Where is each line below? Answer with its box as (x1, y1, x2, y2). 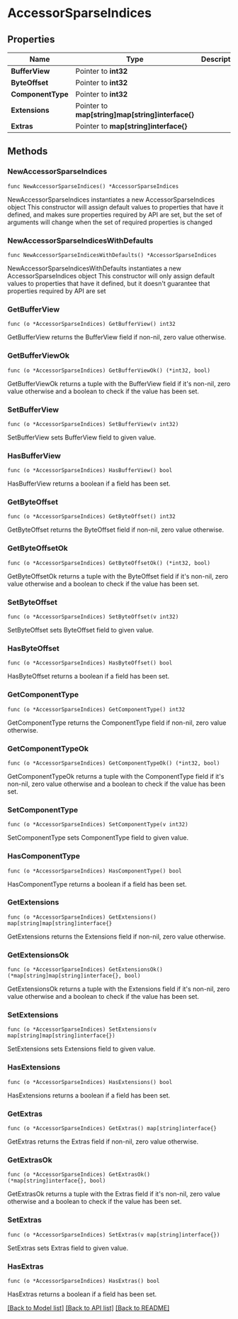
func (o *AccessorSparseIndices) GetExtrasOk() (7, 1171, 151, 1178)
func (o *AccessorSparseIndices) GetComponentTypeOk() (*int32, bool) (7, 760, 220, 767)
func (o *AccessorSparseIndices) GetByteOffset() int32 (7, 513, 176, 520)
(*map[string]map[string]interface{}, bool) (7, 973, 141, 980)
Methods (7, 146, 48, 158)
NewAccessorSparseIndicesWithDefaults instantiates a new (7, 264, 182, 273)
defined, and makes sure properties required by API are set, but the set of (7, 210, 223, 219)
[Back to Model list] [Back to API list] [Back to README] (7, 1303, 170, 1312)
